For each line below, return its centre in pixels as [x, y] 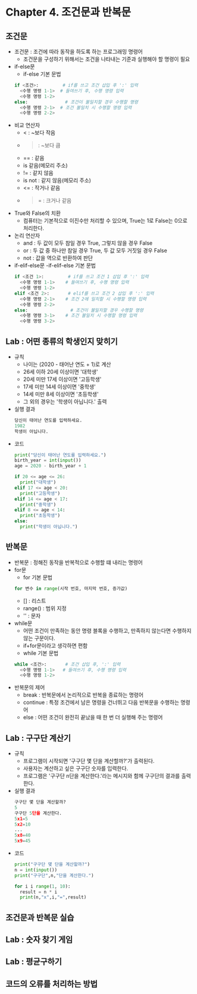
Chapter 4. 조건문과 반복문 [68, 12]
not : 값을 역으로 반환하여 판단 [58, 258]
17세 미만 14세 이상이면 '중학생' [59, 386]
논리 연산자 [27, 236]
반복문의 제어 [29, 688]
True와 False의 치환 [37, 213]
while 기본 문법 [41, 653]
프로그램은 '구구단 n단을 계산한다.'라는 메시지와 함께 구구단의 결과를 [101, 776]
